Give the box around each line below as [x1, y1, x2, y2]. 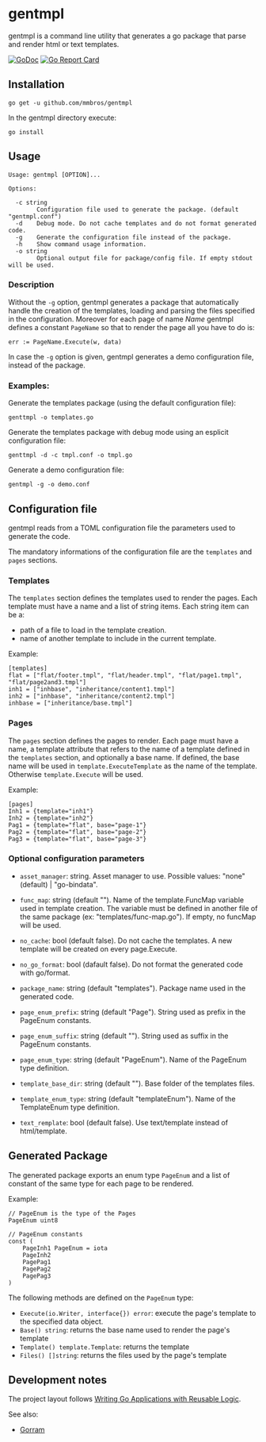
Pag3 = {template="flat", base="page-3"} [8, 835, 147, 843]
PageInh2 [22, 1251, 51, 1259]
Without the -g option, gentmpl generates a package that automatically [8, 297, 239, 306]
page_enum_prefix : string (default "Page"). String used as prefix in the [19, 1007, 246, 1017]
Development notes [8, 1374, 107, 1387]
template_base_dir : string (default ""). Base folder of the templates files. [19, 1079, 255, 1088]
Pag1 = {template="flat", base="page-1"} [8, 821, 147, 829]
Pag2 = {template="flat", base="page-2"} [8, 828, 147, 836]
